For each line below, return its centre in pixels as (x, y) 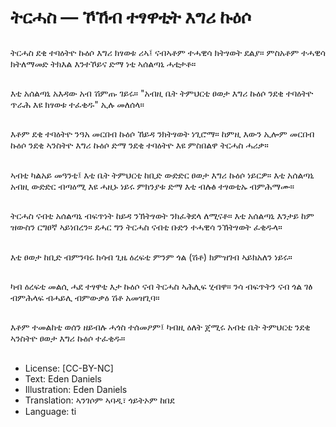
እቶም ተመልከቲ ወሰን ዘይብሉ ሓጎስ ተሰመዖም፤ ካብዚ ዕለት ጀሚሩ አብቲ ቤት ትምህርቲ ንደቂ (160, 327)
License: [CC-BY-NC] (69, 368)
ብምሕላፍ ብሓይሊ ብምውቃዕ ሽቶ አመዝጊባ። (85, 297)
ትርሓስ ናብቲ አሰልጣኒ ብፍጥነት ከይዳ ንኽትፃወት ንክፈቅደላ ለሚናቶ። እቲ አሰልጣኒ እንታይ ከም (162, 216)
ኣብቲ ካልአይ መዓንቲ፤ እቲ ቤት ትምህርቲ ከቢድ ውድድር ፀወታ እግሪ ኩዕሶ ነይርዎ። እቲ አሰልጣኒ (162, 175)
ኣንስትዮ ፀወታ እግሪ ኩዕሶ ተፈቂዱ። (68, 338)
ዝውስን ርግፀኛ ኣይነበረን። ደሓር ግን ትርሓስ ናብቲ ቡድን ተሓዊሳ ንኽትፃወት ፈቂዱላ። (146, 227)
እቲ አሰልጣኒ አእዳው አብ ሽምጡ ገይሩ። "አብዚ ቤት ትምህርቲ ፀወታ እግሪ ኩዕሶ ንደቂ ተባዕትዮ (162, 93)
